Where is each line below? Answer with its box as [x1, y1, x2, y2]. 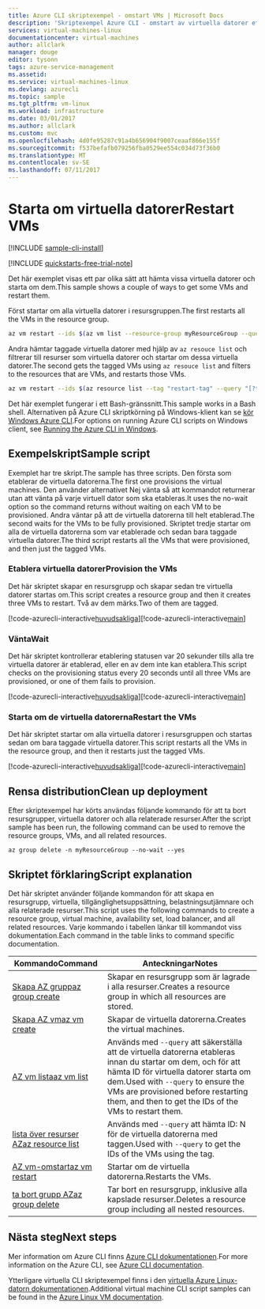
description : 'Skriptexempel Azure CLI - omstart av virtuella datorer [8, 19, 248, 27]
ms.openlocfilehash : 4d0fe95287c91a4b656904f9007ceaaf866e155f [8, 136, 221, 145]
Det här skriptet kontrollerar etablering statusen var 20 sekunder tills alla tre [8, 651, 255, 661]
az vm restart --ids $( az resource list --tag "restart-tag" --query [8, 385, 242, 393]
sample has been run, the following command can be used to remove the [8, 822, 246, 832]
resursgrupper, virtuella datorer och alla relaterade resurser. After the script [8, 814, 251, 824]
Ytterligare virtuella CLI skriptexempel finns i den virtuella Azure [8, 1275, 215, 1284]
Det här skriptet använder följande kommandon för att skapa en [8, 889, 215, 898]
